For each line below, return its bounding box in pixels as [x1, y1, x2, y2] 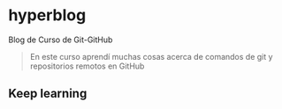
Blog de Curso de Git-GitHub [8, 34, 113, 45]
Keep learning [8, 86, 88, 101]
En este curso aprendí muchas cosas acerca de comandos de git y [29, 51, 273, 62]
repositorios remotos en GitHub [29, 61, 145, 71]
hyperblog [8, 5, 87, 25]
